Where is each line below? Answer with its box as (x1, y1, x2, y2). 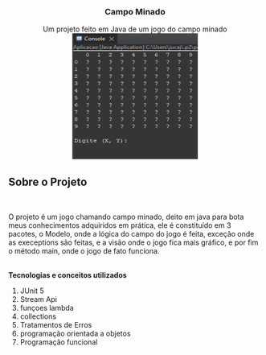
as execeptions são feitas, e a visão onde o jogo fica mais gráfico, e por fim (8, 237, 259, 247)
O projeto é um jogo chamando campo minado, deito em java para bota (8, 212, 244, 222)
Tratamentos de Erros (19, 320, 92, 330)
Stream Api (19, 295, 58, 304)
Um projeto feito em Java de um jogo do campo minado (43, 24, 227, 34)
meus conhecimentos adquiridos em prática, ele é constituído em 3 (8, 221, 231, 230)
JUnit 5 (19, 286, 44, 295)
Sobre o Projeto (8, 175, 88, 188)
